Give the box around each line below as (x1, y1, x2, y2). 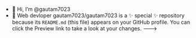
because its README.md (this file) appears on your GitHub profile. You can (11, 18, 191, 26)
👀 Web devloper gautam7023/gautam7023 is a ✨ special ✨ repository (11, 12, 185, 19)
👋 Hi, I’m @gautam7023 (11, 6, 71, 12)
